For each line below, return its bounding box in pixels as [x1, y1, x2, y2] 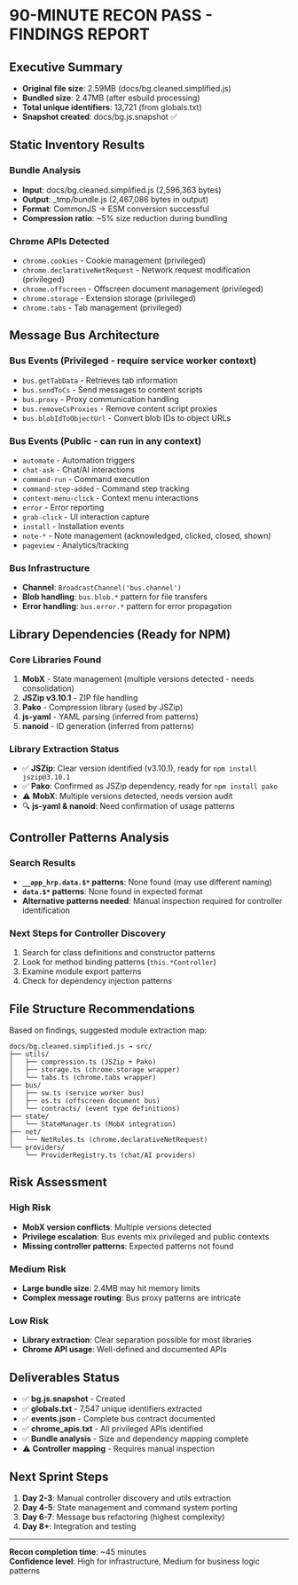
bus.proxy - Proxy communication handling [21, 393, 180, 404]
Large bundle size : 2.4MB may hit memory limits [21, 1283, 200, 1294]
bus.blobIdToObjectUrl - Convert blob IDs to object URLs [21, 412, 231, 423]
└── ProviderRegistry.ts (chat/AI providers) [25, 1151, 197, 1160]
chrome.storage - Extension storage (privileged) [21, 292, 197, 303]
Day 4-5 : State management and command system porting [21, 1502, 238, 1512]
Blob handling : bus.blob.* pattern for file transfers [21, 591, 208, 602]
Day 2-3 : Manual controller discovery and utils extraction [21, 1493, 231, 1503]
